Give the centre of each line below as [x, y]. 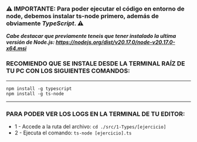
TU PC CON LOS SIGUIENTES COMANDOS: [68, 71]
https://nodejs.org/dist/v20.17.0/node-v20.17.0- [115, 42]
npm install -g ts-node [35, 93]
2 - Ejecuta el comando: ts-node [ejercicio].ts [73, 133]
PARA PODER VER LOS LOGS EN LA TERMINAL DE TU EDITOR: [96, 114]
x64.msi [16, 49]
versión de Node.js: [30, 42]
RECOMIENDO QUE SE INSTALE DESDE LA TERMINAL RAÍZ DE [96, 64]
